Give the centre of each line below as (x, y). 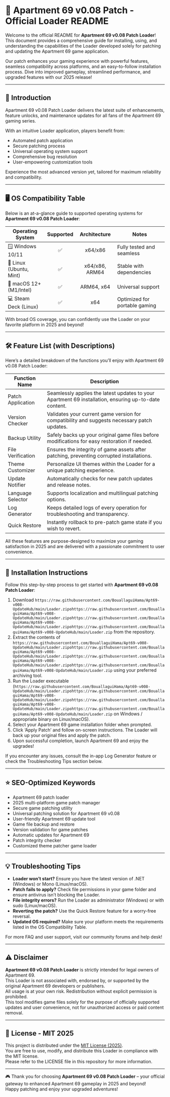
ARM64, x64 (95, 287)
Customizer (22, 470)
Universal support (138, 287)
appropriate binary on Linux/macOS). (51, 719)
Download (23, 600)
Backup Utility (25, 438)
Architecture (95, 234)
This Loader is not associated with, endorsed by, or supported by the (77, 980)
